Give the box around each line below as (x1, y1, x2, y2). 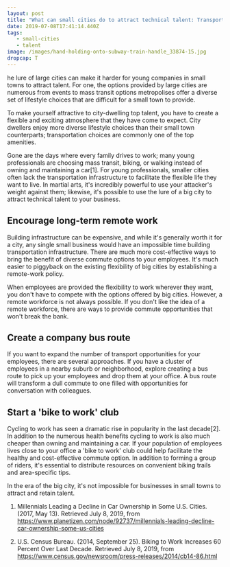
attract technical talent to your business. (7, 195, 121, 203)
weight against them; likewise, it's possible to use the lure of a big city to (7, 187, 212, 196)
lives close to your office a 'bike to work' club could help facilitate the (7, 447, 203, 455)
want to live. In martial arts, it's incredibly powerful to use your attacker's (7, 180, 213, 189)
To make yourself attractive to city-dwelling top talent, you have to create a (7, 108, 219, 117)
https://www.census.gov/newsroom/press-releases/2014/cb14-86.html (16, 552, 218, 560)
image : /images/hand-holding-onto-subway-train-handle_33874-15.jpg (7, 49, 207, 56)
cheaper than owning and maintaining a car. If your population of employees (7, 439, 222, 448)
